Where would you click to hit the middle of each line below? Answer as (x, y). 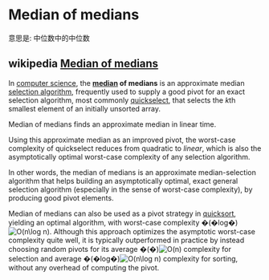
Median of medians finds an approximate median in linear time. (112, 124)
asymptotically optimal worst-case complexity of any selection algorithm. (129, 156)
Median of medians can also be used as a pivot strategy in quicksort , (122, 213)
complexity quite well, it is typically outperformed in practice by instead (126, 240)
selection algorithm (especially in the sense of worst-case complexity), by (130, 189)
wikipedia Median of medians (84, 64)
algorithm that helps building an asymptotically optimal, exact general (123, 181)
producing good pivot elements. (61, 197)
